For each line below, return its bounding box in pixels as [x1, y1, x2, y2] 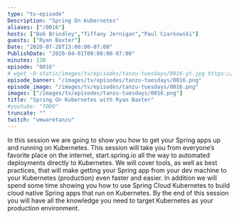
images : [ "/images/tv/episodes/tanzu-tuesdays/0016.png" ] [7, 90, 183, 97]
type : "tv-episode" [7, 10, 65, 18]
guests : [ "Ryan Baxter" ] [7, 37, 81, 44]
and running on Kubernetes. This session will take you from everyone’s [7, 143, 215, 151]
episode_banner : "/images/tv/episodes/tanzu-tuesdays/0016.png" [7, 76, 202, 84]
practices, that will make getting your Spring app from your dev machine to [7, 166, 227, 174]
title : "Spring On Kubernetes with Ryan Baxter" [7, 97, 154, 104]
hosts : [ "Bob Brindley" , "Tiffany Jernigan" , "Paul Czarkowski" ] [7, 30, 199, 38]
